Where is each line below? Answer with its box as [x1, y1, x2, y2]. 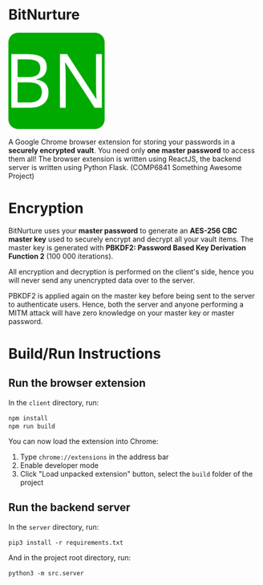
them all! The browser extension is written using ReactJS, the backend [8, 154, 241, 164]
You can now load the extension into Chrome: [8, 436, 159, 446]
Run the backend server [8, 501, 131, 514]
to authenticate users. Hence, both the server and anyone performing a [8, 299, 244, 309]
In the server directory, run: [8, 522, 99, 531]
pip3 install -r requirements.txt [8, 538, 124, 546]
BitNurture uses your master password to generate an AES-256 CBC [8, 225, 238, 235]
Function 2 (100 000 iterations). [8, 251, 114, 261]
